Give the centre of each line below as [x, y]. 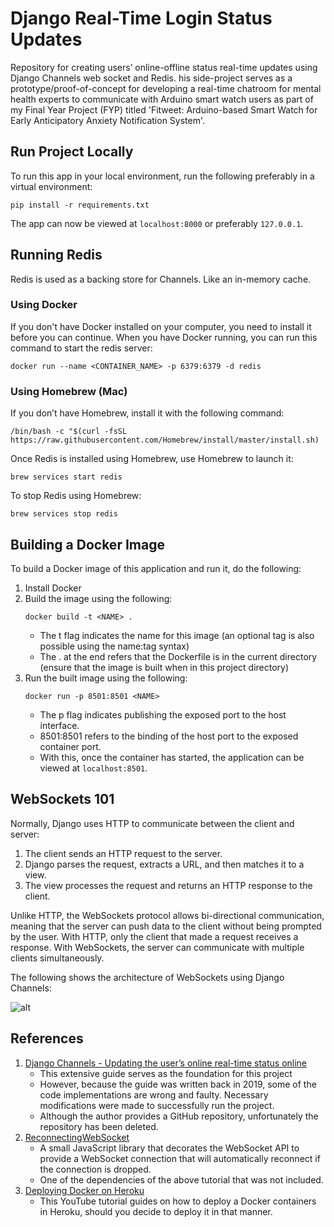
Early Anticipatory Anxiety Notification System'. [108, 120]
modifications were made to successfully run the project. [157, 1105]
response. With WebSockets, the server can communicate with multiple [157, 947]
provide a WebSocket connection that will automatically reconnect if [180, 1158]
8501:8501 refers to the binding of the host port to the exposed [169, 736]
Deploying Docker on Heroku [84, 1190]
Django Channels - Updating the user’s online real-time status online [166, 1063]
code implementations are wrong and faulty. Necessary [154, 1094]
